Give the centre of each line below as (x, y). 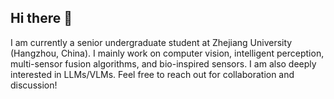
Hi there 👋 (41, 18)
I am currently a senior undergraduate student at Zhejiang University (151, 42)
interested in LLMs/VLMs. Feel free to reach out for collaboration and (152, 74)
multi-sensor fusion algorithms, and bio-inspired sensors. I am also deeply (163, 63)
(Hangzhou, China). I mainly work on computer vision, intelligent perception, (167, 53)
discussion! (34, 85)
